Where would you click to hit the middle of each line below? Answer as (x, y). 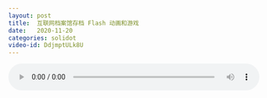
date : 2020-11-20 (41, 30)
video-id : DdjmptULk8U (46, 45)
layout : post (30, 16)
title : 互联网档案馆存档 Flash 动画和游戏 (74, 23)
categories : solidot (43, 38)
